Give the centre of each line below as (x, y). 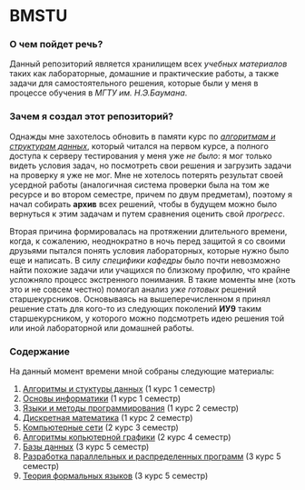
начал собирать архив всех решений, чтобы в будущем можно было (143, 204)
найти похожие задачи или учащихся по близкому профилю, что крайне (150, 270)
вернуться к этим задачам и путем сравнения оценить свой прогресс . (148, 214)
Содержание (40, 351)
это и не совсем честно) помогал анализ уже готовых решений (133, 289)
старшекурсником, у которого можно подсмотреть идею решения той (147, 318)
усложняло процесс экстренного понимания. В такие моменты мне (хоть (152, 279)
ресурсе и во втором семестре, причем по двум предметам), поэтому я (151, 194)
